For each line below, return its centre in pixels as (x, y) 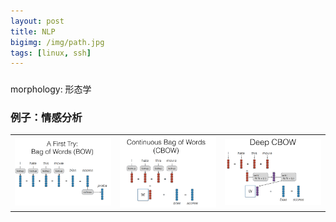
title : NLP (33, 31)
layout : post (37, 21)
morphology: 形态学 (51, 89)
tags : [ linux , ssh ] (51, 53)
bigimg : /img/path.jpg (57, 42)
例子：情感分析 (46, 118)
